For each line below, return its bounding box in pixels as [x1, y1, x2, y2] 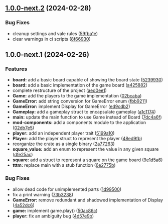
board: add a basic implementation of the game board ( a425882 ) [12, 82, 148, 88]
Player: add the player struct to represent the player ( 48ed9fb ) [12, 136, 142, 142]
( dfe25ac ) [12, 152, 33, 158]
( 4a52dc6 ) [12, 202, 35, 208]
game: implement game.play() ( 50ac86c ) [12, 207, 98, 213]
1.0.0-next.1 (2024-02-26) [5, 50, 89, 59]
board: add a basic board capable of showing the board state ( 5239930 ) [12, 77, 163, 83]
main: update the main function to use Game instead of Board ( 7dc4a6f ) [12, 114, 162, 120]
